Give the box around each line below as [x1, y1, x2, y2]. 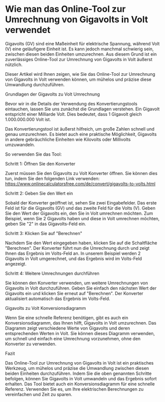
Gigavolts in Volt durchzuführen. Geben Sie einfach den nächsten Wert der [5, 285, 157, 291]
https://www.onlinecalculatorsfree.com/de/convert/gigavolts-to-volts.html [5, 181, 156, 187]
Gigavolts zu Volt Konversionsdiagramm [5, 305, 86, 311]
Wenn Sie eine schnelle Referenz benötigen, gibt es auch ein [5, 314, 129, 321]
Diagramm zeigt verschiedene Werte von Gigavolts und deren [5, 325, 131, 331]
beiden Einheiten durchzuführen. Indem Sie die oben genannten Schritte [5, 370, 152, 376]
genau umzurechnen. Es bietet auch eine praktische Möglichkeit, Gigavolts [5, 131, 157, 137]
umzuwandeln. [5, 141, 35, 147]
